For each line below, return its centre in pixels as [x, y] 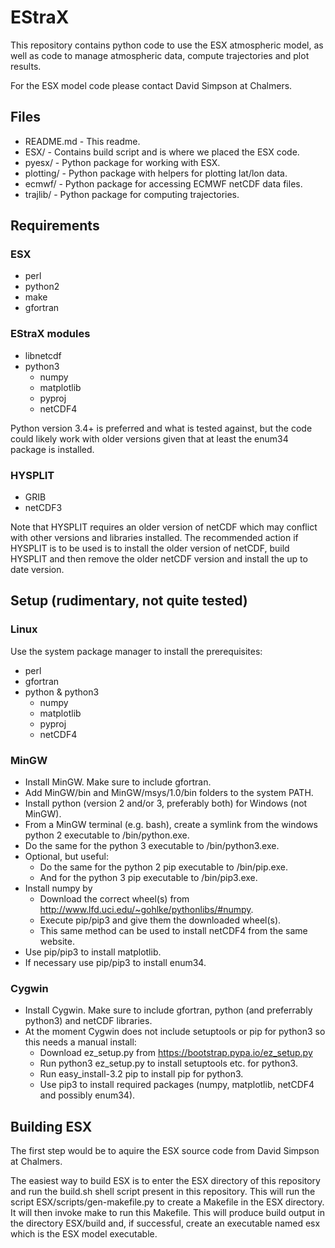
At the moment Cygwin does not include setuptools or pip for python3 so [175, 1032]
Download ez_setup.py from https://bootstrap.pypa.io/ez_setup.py [176, 1053]
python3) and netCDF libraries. [88, 1021]
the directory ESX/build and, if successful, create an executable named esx [165, 1223]
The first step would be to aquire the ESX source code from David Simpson [165, 1151]
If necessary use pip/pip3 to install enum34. [115, 963]
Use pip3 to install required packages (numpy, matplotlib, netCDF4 [177, 1085]
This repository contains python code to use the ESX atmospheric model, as [167, 45]
